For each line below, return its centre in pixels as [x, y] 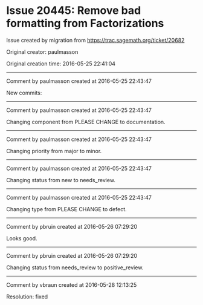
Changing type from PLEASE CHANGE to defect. [66, 209]
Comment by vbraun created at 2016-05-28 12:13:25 [72, 284]
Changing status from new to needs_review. [61, 180]
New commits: [24, 93]
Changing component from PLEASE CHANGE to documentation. [86, 122]
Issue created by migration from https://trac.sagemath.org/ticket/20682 [95, 40]
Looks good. [22, 238]
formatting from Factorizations [85, 23]
